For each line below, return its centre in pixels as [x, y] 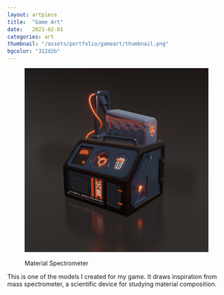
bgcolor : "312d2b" [34, 51]
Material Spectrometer [57, 263]
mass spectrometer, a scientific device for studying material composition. [112, 284]
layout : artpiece [32, 15]
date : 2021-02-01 [35, 29]
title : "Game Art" [35, 22]
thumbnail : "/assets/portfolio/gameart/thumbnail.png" [88, 44]
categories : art [31, 37]
